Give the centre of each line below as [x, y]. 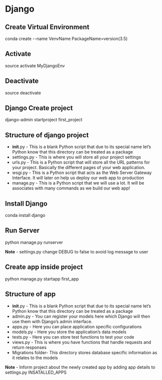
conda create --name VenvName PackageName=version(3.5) [66, 38]
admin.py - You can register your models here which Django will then [81, 316]
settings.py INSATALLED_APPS [36, 372]
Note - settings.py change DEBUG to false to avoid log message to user [77, 251]
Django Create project [39, 108]
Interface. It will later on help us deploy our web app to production [78, 178]
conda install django [25, 215]
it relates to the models [35, 358]
